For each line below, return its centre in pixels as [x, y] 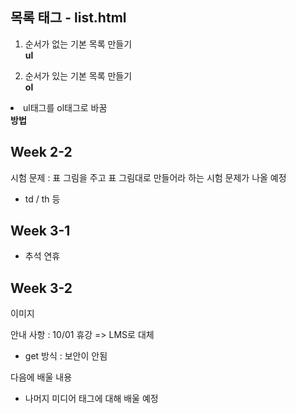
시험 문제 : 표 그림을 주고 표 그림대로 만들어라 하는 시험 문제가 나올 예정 [148, 177]
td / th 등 [42, 199]
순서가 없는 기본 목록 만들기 [78, 44]
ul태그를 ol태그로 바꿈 [65, 107]
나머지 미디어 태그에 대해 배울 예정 [91, 399]
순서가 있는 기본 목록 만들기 [78, 75]
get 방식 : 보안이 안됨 [66, 356]
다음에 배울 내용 [41, 377]
